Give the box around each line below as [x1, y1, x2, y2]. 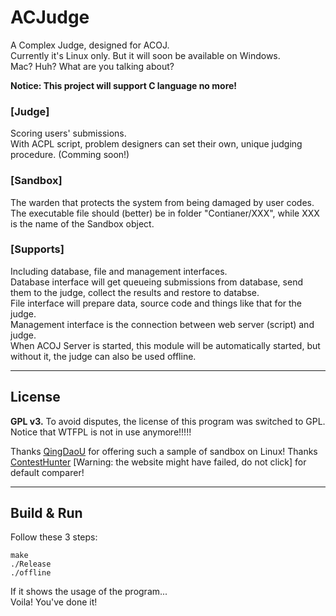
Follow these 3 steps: [10, 531, 98, 543]
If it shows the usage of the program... [10, 586, 168, 598]
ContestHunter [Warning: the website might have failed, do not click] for [10, 456, 307, 468]
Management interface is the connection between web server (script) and [10, 318, 315, 330]
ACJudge [10, 6, 90, 29]
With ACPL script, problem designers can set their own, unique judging [10, 138, 303, 150]
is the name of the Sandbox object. [10, 217, 155, 230]
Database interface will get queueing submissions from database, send [10, 276, 303, 288]
